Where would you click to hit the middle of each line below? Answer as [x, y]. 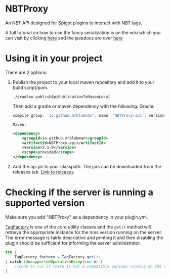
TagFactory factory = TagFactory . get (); [57, 257]
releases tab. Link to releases [43, 172]
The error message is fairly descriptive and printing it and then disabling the [84, 238]
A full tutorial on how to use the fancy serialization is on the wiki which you [83, 32]
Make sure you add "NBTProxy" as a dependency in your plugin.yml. [77, 217]
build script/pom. [30, 87]
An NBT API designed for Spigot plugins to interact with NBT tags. [74, 23]
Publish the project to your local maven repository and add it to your [83, 82]
